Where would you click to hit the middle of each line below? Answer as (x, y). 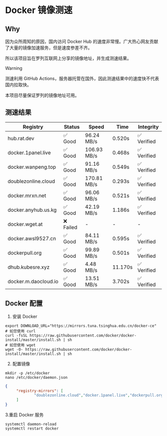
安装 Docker (25, 316)
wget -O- (14, 349)
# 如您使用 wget (20, 345)
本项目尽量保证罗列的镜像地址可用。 (42, 95)
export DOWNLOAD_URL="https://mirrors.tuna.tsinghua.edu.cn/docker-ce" (81, 326)
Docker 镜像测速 (39, 10)
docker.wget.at (25, 224)
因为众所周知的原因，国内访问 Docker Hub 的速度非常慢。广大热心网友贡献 (82, 41)
